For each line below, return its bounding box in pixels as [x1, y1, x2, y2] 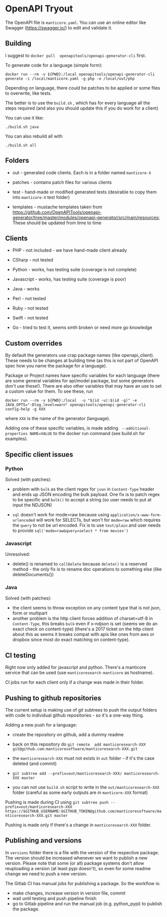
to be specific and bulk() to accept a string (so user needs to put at [12, 496, 152, 502]
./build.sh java [5, 124, 39, 130]
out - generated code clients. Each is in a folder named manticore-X [12, 169, 151, 175]
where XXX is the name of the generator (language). [5, 416, 111, 422]
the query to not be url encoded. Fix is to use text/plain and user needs [12, 522, 161, 528]
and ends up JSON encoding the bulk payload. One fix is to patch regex [12, 491, 160, 497]
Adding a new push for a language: [5, 722, 77, 728]
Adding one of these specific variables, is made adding [5, 425, 119, 431]
